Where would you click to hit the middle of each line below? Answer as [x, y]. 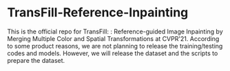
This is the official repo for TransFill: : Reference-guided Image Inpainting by [115, 31]
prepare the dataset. [36, 60]
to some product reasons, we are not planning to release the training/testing [115, 46]
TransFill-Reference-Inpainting [98, 13]
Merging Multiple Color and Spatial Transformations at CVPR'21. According [113, 38]
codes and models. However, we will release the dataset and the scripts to [113, 53]
